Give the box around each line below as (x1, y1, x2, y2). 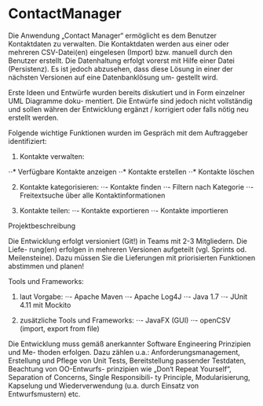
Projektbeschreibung (8, 221, 76, 231)
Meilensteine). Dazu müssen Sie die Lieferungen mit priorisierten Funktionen (8, 253, 256, 262)
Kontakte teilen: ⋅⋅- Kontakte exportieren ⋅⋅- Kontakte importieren (19, 205, 229, 215)
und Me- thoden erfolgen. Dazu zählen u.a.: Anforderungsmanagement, (8, 347, 241, 356)
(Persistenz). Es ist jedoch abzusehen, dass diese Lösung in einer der (8, 64, 233, 73)
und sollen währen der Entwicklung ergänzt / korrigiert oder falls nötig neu (8, 104, 249, 114)
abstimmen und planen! (8, 261, 85, 271)
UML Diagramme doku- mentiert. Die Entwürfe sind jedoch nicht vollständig (8, 96, 253, 105)
